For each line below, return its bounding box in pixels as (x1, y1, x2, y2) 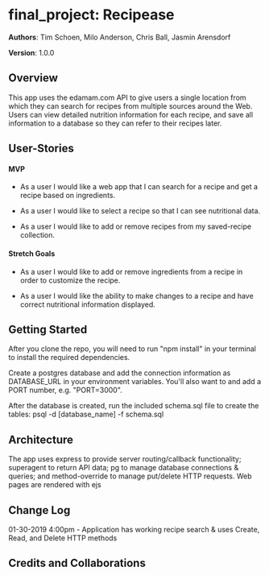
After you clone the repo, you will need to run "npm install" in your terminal (8, 344, 256, 354)
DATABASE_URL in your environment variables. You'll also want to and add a (8, 377, 262, 387)
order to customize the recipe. (19, 275, 121, 285)
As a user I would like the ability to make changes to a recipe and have (19, 291, 254, 300)
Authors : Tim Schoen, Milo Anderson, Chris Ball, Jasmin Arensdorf (8, 32, 231, 42)
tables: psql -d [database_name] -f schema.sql (8, 409, 164, 420)
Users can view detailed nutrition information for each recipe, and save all (8, 110, 254, 119)
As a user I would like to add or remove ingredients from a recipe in (19, 267, 243, 276)
